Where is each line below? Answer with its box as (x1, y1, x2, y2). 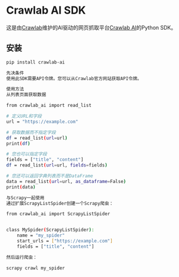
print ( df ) (6, 140, 31, 146)
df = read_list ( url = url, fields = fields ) (6, 162, 108, 168)
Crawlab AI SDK (6, 4, 86, 17)
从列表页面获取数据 (6, 92, 46, 98)
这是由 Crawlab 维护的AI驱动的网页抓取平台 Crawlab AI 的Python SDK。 (6, 24, 177, 31)
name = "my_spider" (17, 232, 65, 238)
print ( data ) (6, 184, 36, 190)
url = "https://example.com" (6, 118, 78, 125)
